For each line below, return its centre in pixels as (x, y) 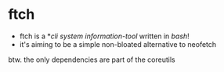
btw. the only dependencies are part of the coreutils (92, 59)
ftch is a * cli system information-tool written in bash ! (104, 36)
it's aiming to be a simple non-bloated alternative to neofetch (118, 44)
